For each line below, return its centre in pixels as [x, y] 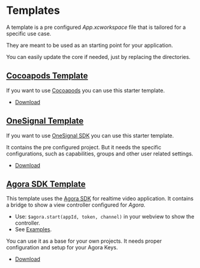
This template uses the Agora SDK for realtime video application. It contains [100, 199]
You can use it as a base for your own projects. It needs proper [84, 241]
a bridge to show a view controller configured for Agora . [76, 205]
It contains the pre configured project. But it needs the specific [84, 147]
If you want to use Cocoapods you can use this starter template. [86, 90]
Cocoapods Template [47, 76]
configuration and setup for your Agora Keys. [62, 248]
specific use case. [29, 33]
